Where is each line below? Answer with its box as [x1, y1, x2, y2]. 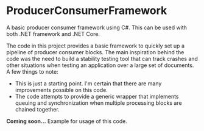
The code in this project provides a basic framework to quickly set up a [6, 42, 185, 49]
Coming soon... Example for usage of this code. [6, 117, 128, 125]
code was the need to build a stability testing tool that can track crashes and [6, 55, 198, 62]
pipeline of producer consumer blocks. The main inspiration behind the [6, 48, 185, 55]
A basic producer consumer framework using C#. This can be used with [6, 24, 188, 31]
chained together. [15, 105, 60, 113]
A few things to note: [6, 68, 59, 75]
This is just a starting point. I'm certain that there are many [15, 80, 162, 87]
